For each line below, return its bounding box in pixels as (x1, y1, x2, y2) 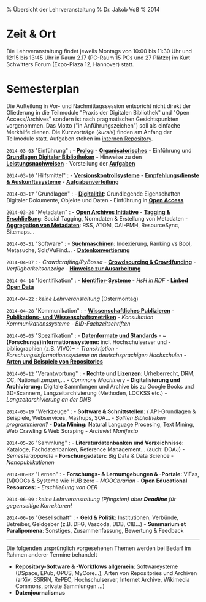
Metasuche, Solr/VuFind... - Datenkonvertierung (6, 246, 130, 254)
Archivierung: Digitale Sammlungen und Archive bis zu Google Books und (6, 383, 194, 390)
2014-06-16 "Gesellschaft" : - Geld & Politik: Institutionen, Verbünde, (6, 514, 179, 521)
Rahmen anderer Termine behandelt (6, 551, 97, 558)
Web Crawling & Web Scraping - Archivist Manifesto (6, 427, 139, 435)
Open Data (6, 283, 34, 291)
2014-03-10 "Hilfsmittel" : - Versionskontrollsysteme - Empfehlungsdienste (6, 172, 199, 179)
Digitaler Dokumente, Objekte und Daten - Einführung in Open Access (6, 196, 184, 204)
